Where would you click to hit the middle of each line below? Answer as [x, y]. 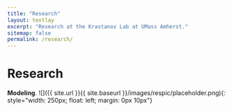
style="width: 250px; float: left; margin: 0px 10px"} [80, 101]
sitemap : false [29, 33]
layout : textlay [31, 20]
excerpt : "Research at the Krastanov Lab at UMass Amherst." [98, 26]
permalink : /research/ [40, 40]
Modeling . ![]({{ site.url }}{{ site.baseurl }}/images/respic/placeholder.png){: [117, 93]
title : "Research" [34, 14]
